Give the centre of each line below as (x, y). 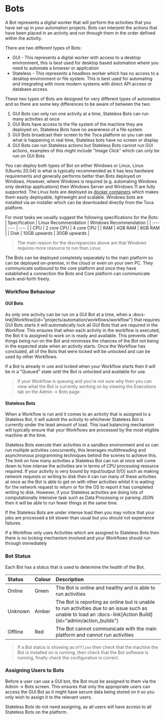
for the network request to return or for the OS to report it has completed (79, 487)
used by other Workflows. (31, 357)
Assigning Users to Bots (35, 670)
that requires (147, 320)
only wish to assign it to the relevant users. (49, 697)
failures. (13, 523)
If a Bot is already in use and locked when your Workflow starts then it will (80, 366)
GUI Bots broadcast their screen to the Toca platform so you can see (82, 135)
